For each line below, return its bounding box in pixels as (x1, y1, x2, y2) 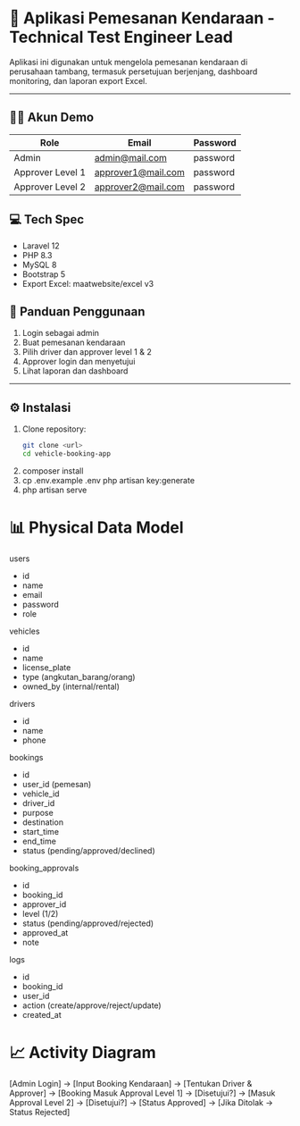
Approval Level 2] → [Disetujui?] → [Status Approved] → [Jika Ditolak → (9, 1097, 274, 1107)
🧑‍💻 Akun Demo (9, 110, 95, 125)
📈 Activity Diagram (9, 1043, 156, 1063)
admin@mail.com (94, 151, 167, 164)
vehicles (9, 626, 40, 636)
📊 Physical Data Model (9, 517, 185, 538)
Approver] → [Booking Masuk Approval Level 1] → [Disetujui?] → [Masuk (9, 1088, 276, 1098)
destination (21, 817, 64, 828)
